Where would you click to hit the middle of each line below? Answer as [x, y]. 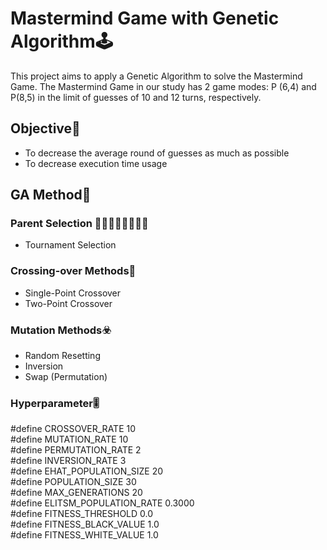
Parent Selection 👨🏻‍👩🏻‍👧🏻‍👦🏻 [79, 224]
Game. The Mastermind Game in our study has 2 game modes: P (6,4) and [163, 86]
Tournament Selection [70, 245]
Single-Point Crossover [73, 293]
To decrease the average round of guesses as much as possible [157, 153]
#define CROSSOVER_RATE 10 [73, 429]
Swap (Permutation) [66, 377]
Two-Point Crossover [68, 303]
